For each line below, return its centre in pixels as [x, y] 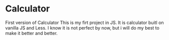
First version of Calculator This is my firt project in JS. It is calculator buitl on [84, 22]
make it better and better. [32, 33]
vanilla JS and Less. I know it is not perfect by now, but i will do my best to [82, 27]
